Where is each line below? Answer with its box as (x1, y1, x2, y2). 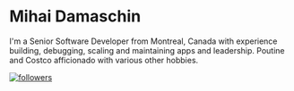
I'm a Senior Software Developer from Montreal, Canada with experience (9, 36, 278, 46)
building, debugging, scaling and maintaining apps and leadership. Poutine (9, 45, 285, 55)
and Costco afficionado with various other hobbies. (9, 54, 199, 65)
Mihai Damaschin (9, 6, 142, 27)
